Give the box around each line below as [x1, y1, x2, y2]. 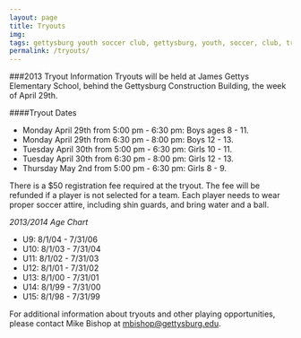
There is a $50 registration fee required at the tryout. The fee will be [9, 180, 261, 191]
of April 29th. [9, 91, 58, 101]
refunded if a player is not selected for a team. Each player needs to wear [9, 190, 280, 201]
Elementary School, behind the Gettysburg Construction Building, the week [9, 81, 287, 91]
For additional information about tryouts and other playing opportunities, [9, 308, 276, 319]
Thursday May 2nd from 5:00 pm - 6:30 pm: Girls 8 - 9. [21, 163, 227, 174]
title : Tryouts [9, 22, 66, 30]
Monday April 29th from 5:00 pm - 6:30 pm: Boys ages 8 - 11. [21, 125, 249, 135]
